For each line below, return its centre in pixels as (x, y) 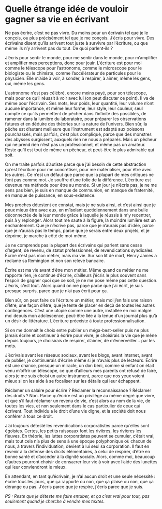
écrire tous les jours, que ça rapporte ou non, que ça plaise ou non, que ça (79, 481)
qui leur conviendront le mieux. (36, 467)
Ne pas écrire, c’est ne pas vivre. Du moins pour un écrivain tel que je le (77, 33)
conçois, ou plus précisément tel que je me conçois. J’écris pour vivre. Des (80, 38)
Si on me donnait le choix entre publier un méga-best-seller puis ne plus (77, 330)
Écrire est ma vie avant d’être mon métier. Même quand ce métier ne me (77, 270)
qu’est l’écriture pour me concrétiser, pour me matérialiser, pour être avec (78, 169)
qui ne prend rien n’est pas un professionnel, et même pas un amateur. (75, 144)
